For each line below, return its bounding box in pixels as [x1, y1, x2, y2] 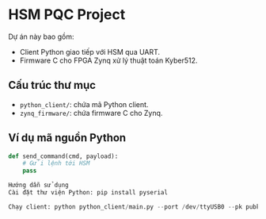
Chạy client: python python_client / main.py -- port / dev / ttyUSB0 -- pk [8, 202, 243, 211]
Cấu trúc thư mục [8, 79, 97, 92]
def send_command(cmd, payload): [8, 152, 119, 160]
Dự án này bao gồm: [8, 32, 74, 41]
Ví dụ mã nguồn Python [8, 131, 127, 144]
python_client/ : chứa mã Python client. [19, 99, 149, 109]
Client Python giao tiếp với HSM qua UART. [19, 47, 161, 56]
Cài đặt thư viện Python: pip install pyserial [8, 189, 169, 197]
